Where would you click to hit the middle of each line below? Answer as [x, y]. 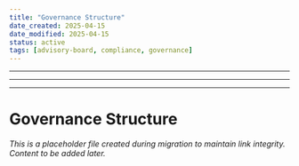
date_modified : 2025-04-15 [59, 34]
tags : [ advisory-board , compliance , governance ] [101, 51]
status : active [37, 42]
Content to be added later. [57, 154]
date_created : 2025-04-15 [57, 26]
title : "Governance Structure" [67, 17]
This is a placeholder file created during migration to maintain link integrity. [147, 144]
